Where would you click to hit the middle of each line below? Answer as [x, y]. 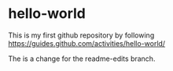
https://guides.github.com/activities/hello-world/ [87, 43]
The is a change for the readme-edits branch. [82, 59]
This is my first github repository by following [81, 35]
